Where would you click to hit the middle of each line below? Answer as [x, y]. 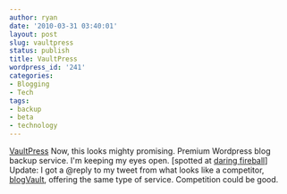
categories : [31, 76]
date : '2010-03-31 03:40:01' [63, 26]
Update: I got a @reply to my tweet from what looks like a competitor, [137, 170]
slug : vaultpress [42, 42]
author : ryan [34, 17]
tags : [19, 101]
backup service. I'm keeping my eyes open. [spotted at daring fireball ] [139, 160]
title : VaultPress [43, 59]
